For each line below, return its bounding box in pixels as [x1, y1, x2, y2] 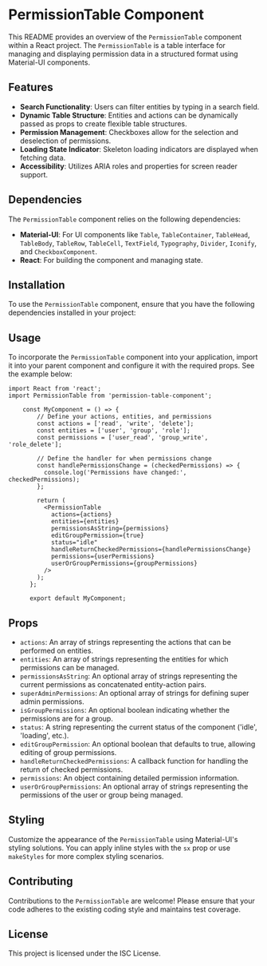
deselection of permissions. [19, 136, 112, 145]
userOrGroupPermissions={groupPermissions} [50, 559, 198, 568]
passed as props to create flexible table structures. [19, 118, 187, 129]
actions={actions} [50, 511, 112, 519]
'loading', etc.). [19, 731, 69, 740]
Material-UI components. [8, 58, 90, 67]
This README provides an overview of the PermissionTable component [8, 32, 241, 42]
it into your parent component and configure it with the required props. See [8, 361, 255, 371]
